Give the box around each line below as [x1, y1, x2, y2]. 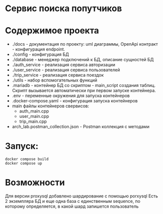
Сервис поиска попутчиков [5, 3, 122, 14]
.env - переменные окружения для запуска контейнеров [12, 93, 130, 99]
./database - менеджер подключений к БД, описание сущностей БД [12, 57, 154, 63]
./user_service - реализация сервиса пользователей [12, 67, 120, 73]
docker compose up [5, 161, 42, 166]
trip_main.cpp [19, 118, 47, 124]
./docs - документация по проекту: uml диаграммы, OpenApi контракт [12, 41, 158, 47]
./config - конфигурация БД [12, 51, 69, 57]
